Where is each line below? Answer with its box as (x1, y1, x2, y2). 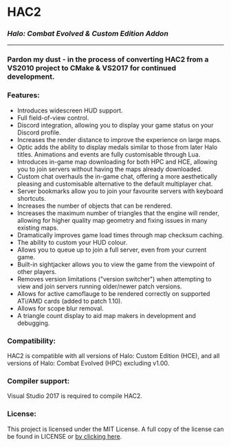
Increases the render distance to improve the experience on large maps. (16, 135, 222, 143)
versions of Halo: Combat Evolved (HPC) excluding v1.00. (7, 359, 170, 367)
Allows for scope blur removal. (16, 304, 104, 312)
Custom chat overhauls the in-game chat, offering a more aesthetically (16, 172, 218, 180)
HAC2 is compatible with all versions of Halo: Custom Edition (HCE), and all (7, 352, 220, 359)
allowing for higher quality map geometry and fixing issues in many (16, 216, 208, 224)
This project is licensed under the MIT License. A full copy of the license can (7, 425, 224, 433)
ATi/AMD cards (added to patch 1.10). (16, 297, 122, 305)
